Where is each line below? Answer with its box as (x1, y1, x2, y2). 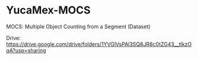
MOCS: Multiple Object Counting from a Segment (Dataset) (6, 23, 151, 30)
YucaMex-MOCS (6, 4, 91, 17)
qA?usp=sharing (6, 46, 46, 54)
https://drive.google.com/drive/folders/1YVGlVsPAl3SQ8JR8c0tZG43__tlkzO (6, 41, 192, 48)
